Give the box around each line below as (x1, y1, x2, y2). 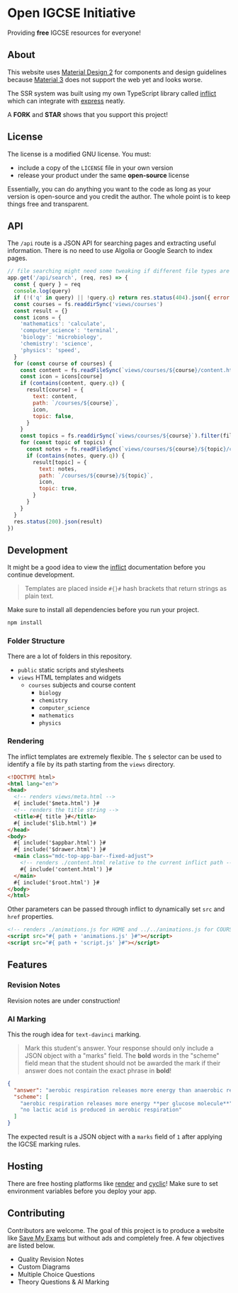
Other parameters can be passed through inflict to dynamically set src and (7, 905, 225, 913)
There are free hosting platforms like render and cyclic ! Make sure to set (7, 1179, 218, 1187)
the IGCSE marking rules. (7, 1140, 81, 1148)
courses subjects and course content (28, 681, 136, 689)
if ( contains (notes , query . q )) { (25, 452, 125, 459)
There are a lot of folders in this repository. (7, 652, 132, 660)
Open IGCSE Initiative (7, 5, 136, 21)
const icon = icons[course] (20, 373, 103, 380)
